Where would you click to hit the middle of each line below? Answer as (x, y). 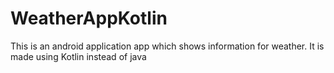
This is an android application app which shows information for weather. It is (167, 46)
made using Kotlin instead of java (78, 56)
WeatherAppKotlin (89, 18)
